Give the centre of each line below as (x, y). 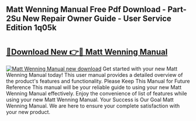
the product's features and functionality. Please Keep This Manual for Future (98, 81)
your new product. (28, 112)
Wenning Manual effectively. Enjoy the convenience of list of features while (97, 93)
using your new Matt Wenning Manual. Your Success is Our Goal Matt (90, 99)
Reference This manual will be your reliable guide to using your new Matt (94, 87)
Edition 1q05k (31, 28)
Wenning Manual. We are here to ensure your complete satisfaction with (93, 106)
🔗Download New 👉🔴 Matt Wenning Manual (87, 52)
